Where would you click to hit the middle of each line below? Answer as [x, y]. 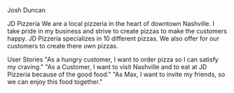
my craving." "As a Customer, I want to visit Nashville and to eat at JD [107, 67]
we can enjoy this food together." [55, 82]
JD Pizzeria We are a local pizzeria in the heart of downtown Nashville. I [111, 23]
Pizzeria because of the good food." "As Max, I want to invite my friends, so [116, 74]
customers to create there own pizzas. [63, 46]
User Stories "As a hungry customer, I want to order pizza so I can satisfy [113, 59]
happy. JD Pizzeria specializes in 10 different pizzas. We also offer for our [113, 38]
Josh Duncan [26, 10]
